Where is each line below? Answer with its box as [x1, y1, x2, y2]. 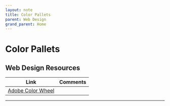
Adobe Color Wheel [8, 87, 55, 94]
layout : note [5, 7, 33, 13]
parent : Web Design [5, 17, 47, 22]
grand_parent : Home [5, 21, 47, 27]
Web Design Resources [5, 63, 80, 72]
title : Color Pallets [5, 12, 51, 17]
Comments [59, 79, 87, 86]
